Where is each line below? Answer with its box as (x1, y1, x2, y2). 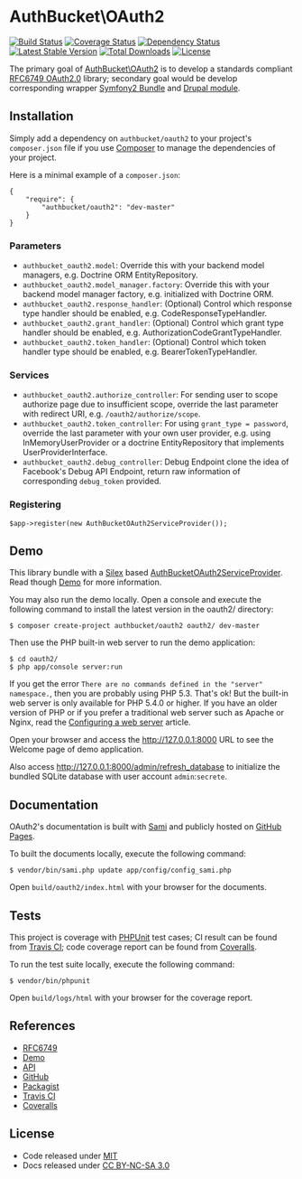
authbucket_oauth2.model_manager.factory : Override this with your (22, 279, 270, 290)
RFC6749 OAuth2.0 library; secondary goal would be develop (9, 72, 238, 83)
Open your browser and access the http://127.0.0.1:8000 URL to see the (9, 735, 274, 745)
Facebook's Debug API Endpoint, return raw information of (22, 466, 241, 477)
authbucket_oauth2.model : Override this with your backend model (22, 260, 265, 271)
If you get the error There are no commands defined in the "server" (9, 678, 263, 689)
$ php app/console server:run (9, 662, 124, 672)
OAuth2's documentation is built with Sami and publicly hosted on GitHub (9, 821, 282, 832)
